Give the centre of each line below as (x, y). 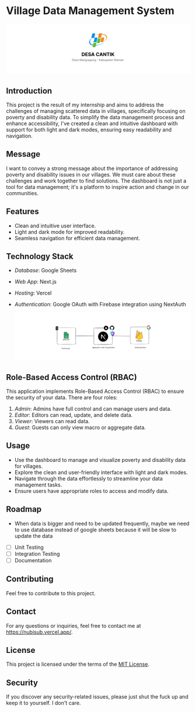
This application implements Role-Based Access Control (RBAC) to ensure (95, 391)
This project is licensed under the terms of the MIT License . (78, 664)
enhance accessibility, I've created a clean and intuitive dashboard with (92, 123)
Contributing (30, 579)
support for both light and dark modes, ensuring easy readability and (89, 130)
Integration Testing (37, 554)
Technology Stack (40, 256)
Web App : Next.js (35, 282)
